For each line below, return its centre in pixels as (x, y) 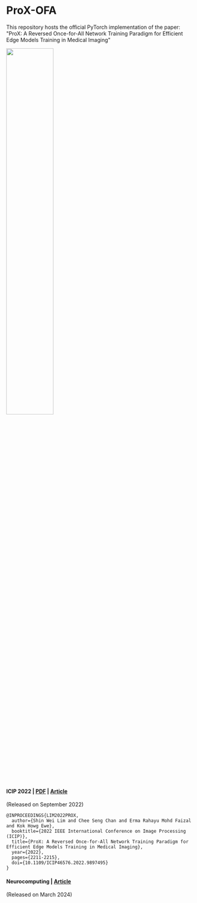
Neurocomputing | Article (39, 881)
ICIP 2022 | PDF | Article (37, 791)
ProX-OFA (31, 11)
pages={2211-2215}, (36, 858)
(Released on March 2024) (39, 895)
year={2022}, (28, 853)
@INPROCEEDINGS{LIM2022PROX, (43, 816)
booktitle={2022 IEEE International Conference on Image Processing (99, 832)
